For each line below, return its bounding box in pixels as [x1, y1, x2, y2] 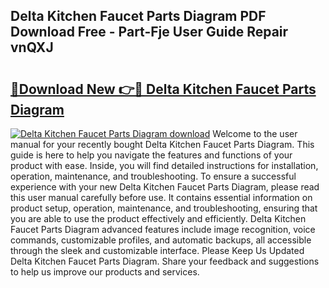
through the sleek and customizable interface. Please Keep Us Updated [10, 245, 305, 256]
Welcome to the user [212, 128, 298, 139]
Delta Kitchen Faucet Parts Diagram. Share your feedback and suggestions [10, 255, 320, 267]
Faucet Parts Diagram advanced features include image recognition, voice [10, 224, 316, 235]
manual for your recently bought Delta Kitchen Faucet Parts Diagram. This [10, 139, 315, 150]
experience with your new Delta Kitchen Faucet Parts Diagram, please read [10, 181, 320, 193]
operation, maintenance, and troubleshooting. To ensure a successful [10, 170, 297, 182]
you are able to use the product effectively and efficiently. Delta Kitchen [10, 213, 307, 224]
